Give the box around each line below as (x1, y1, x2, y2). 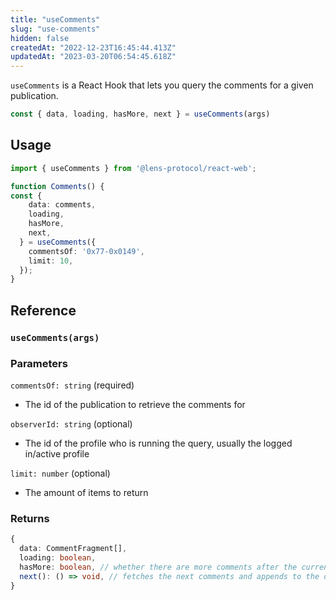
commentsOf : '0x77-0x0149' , (28, 246, 145, 256)
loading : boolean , (19, 552, 97, 563)
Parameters (10, 356, 68, 370)
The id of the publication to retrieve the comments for (24, 398, 246, 410)
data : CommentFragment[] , (19, 544, 128, 554)
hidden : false (10, 33, 70, 43)
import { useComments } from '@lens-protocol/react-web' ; (10, 163, 257, 173)
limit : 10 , (28, 256, 74, 266)
